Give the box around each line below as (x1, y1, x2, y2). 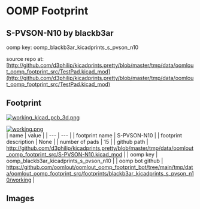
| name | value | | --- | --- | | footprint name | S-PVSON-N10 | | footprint (6, 131, 183, 139)
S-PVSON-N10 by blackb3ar (6, 28, 114, 38)
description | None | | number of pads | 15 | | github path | (6, 138, 149, 145)
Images (6, 193, 35, 204)
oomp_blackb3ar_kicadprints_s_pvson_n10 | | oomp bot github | (6, 157, 163, 164)
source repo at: (6, 56, 44, 62)
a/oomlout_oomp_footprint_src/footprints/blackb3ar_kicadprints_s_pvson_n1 (6, 170, 194, 177)
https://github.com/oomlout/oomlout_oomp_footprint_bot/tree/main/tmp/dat (6, 163, 193, 171)
